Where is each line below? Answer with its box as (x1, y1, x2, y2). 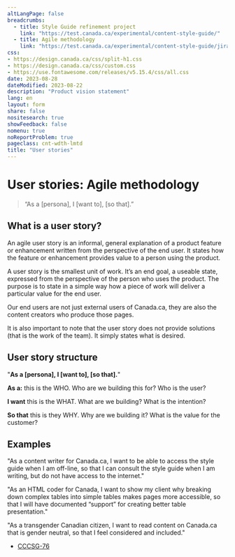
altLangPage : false (7, 10, 64, 17)
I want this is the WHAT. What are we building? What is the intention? (7, 397, 206, 405)
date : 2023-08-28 (7, 75, 58, 82)
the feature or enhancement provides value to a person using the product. (7, 253, 221, 262)
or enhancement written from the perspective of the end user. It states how (7, 246, 224, 254)
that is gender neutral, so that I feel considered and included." (7, 528, 185, 537)
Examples (7, 438, 51, 450)
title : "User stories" (7, 147, 73, 154)
